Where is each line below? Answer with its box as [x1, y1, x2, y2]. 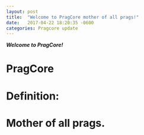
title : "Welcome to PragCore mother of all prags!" [6, 14, 139, 20]
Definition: [6, 89, 59, 102]
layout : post [6, 8, 39, 15]
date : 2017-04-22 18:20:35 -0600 [6, 20, 94, 25]
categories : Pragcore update [6, 25, 78, 31]
